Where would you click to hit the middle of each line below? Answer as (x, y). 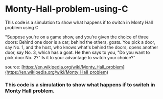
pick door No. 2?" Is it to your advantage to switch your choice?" (70, 57)
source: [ (14, 67)
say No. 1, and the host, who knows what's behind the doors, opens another (81, 47)
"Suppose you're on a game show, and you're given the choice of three (77, 37)
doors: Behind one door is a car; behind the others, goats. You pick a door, (80, 42)
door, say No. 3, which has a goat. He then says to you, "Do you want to (78, 52)
